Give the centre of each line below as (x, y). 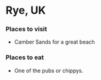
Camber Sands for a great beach (54, 42)
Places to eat (25, 57)
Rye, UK (26, 10)
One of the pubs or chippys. (49, 70)
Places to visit (26, 29)
